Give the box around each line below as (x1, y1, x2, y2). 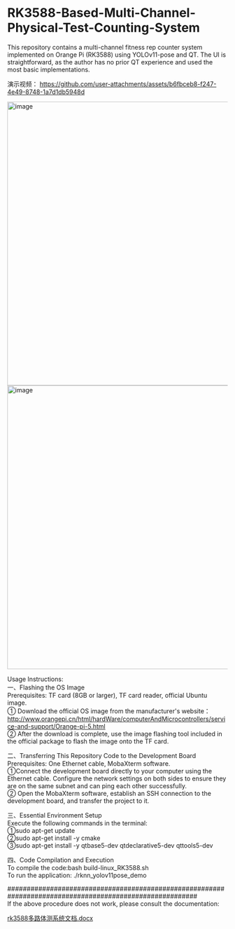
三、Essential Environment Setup (7, 811, 103, 819)
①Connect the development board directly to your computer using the (7, 766, 213, 775)
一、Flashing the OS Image (7, 683, 85, 691)
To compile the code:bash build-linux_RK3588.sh (7, 863, 149, 872)
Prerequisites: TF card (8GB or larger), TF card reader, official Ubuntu (7, 691, 208, 699)
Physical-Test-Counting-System (7, 20, 201, 36)
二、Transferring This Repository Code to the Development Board (7, 751, 197, 759)
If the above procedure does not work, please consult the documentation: (7, 899, 220, 908)
